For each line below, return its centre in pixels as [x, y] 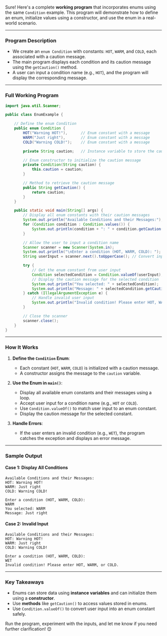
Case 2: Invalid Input [27, 524]
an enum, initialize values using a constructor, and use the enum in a [75, 18]
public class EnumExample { [34, 115]
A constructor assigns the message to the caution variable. [80, 373]
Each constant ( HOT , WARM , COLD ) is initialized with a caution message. [89, 368]
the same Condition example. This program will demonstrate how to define [82, 12]
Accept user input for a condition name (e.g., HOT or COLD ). [79, 403]
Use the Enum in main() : [37, 383]
